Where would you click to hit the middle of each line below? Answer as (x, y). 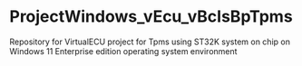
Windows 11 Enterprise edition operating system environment (123, 51)
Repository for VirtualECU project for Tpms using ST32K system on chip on (150, 42)
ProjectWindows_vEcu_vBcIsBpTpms (151, 17)
